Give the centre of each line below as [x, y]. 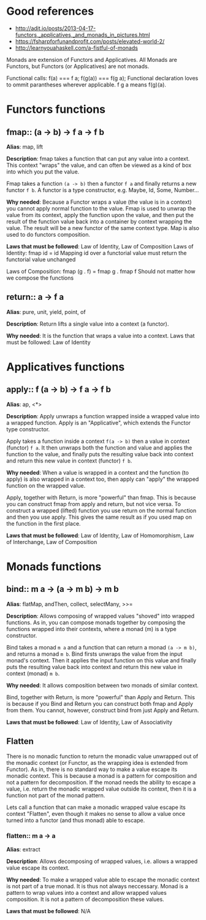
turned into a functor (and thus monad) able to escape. [76, 820]
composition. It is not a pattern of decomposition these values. [85, 899]
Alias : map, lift [25, 147]
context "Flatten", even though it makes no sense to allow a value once [96, 813]
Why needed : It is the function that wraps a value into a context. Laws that [101, 335]
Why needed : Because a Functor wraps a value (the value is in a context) [99, 202]
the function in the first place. [44, 523]
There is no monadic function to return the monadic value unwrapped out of [102, 756]
